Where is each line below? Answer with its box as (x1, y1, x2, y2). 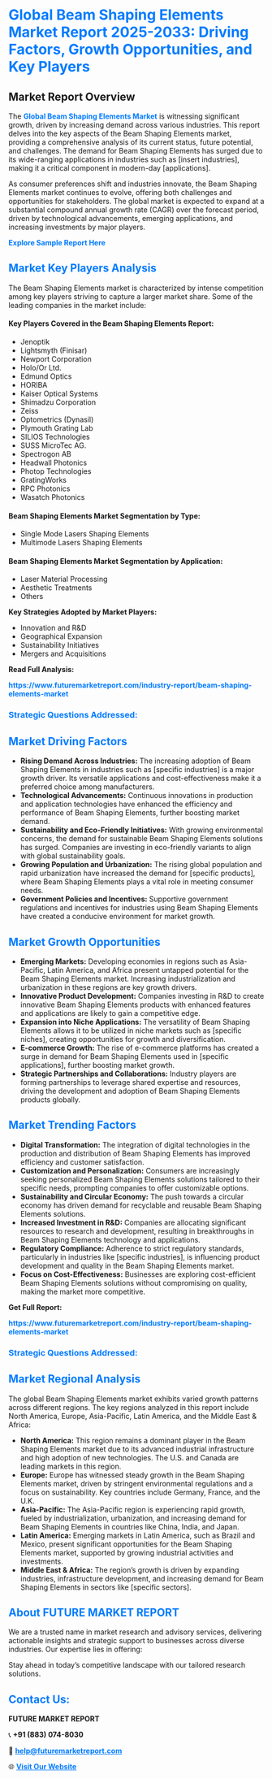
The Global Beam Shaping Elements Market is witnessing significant (8, 111, 240, 121)
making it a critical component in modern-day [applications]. (8, 163, 211, 172)
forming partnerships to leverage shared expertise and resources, (19, 1077, 241, 1087)
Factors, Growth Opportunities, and (8, 41, 253, 59)
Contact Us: (8, 1692, 71, 1706)
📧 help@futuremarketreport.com (8, 1746, 123, 1756)
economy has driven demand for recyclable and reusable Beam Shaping (19, 1200, 262, 1210)
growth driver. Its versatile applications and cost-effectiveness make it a (19, 774, 261, 783)
